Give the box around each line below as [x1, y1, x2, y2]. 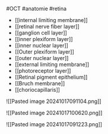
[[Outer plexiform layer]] [14, 48, 74, 55]
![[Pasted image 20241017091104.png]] [6, 98, 102, 105]
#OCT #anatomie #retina [6, 5, 67, 12]
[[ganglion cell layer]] [14, 29, 67, 36]
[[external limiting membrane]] [14, 61, 90, 68]
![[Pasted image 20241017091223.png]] [6, 121, 103, 127]
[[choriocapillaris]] [14, 86, 61, 93]
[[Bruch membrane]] [14, 80, 65, 87]
